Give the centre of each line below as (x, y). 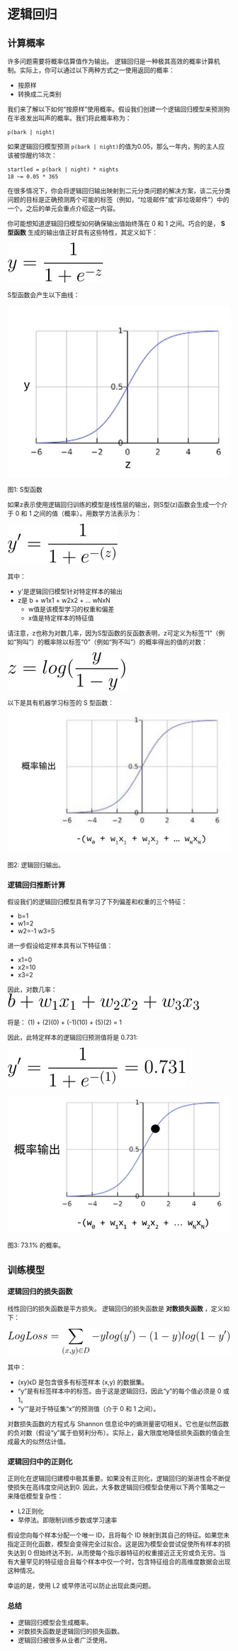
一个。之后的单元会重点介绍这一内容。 (63, 209)
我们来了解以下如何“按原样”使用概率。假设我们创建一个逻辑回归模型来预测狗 (119, 109)
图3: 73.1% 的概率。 (36, 1245)
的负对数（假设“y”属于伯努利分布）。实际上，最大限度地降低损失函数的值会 (116, 1433)
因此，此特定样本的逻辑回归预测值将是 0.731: (73, 1037)
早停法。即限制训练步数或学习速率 (67, 1520)
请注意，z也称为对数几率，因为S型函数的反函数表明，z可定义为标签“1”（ (113, 633)
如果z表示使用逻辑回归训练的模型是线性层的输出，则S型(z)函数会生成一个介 (118, 504)
